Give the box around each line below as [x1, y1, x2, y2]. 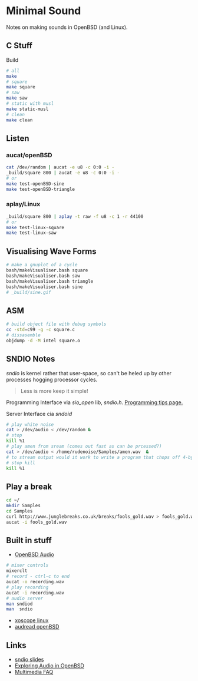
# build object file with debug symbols [6, 321, 107, 328]
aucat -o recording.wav [6, 579, 65, 585]
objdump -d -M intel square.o [6, 338, 81, 343]
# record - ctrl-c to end [6, 573, 70, 580]
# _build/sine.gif [6, 289, 51, 295]
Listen [6, 133, 29, 143]
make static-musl [6, 106, 49, 112]
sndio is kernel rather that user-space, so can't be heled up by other [6, 369, 172, 376]
